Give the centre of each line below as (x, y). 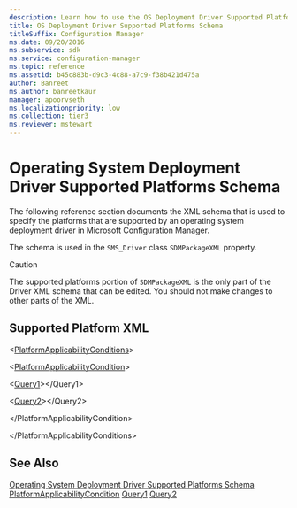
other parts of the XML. (52, 300)
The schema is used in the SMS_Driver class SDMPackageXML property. (133, 247)
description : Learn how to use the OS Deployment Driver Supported (136, 17)
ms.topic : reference (47, 67)
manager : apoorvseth (47, 100)
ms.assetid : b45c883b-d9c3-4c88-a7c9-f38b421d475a (104, 75)
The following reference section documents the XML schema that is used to (147, 211)
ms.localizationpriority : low (65, 108)
